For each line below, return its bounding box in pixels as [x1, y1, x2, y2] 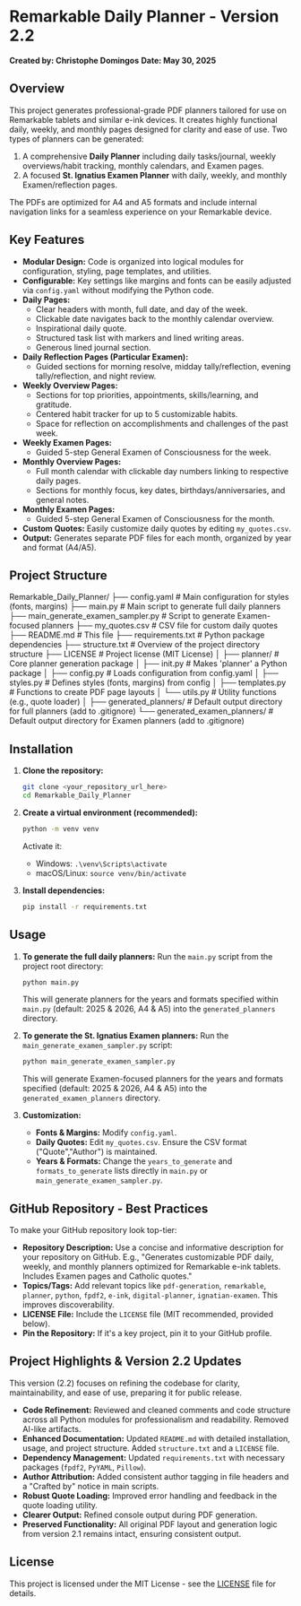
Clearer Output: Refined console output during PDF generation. [21, 1509, 258, 1520]
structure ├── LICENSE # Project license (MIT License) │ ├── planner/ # [9, 648, 279, 660]
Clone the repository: [21, 765, 104, 777]
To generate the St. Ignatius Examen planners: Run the [21, 1030, 229, 1041]
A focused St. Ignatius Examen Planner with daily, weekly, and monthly [21, 169, 288, 180]
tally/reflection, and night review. [35, 370, 157, 381]
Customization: [21, 1110, 82, 1121]
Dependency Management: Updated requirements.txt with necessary [21, 1452, 285, 1463]
